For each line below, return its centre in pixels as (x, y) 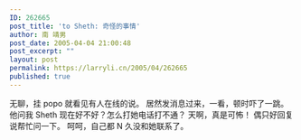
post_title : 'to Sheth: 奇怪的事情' (75, 26)
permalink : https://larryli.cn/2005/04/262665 (99, 69)
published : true (40, 77)
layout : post (34, 60)
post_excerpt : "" (42, 51)
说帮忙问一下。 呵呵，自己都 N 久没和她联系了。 (99, 126)
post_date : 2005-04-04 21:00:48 (70, 43)
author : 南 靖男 (38, 34)
